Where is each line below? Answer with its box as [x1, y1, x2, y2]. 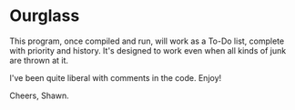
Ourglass [9, 5, 80, 26]
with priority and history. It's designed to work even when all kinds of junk [9, 45, 287, 55]
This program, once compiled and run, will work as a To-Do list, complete [9, 35, 285, 46]
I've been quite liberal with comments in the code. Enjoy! [9, 72, 222, 83]
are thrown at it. [9, 55, 69, 65]
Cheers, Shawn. [9, 90, 70, 101]
